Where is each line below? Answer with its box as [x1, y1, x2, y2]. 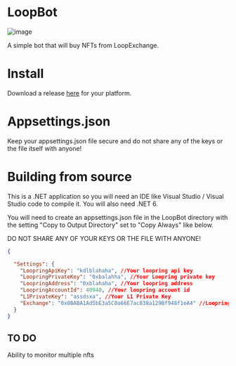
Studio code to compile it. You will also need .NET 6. [7, 200, 158, 208]
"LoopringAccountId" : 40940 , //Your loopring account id [20, 287, 190, 294]
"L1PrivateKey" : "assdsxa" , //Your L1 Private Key [20, 293, 171, 300]
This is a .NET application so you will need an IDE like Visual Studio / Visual [7, 192, 225, 200]
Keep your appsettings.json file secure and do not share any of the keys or [7, 136, 223, 145]
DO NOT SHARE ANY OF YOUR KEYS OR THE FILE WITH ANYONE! [7, 234, 202, 242]
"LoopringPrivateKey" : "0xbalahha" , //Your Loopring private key [20, 273, 216, 281]
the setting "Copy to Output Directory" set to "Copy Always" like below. [7, 221, 214, 229]
